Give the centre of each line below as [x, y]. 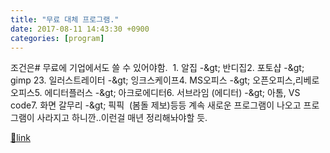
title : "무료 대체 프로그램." [65, 19]
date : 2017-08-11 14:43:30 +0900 [80, 29]
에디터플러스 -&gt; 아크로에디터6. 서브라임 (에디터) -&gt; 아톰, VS [172, 93]
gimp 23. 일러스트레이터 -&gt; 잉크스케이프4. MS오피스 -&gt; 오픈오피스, [153, 80]
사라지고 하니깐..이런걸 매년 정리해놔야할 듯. [122, 118]
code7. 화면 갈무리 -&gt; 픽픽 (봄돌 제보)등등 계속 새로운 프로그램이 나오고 [156, 105]
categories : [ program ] [57, 38]
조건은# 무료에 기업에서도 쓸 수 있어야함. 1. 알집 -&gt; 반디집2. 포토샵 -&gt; [157, 68]
